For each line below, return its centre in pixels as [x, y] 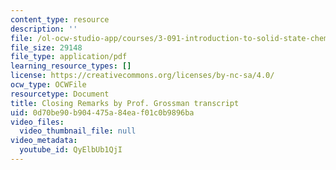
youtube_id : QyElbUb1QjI [71, 150]
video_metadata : [44, 141]
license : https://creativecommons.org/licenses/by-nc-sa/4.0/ [142, 76]
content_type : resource [60, 19]
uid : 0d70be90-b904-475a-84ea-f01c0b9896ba [102, 112]
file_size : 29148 [46, 47]
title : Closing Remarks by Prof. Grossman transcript [125, 103]
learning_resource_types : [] [71, 66]
